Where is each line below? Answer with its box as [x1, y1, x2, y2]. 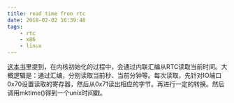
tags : [7, 23, 23, 30]
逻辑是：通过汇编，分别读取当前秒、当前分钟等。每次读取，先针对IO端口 [13, 71, 222, 79]
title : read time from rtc [7, 10, 86, 17]
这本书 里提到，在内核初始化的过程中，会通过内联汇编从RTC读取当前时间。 [7, 63, 221, 70]
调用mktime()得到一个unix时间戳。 [7, 88, 107, 97]
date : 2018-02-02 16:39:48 [7, 17, 86, 24]
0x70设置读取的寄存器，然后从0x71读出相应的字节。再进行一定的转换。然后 [7, 80, 225, 88]
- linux [20, 42, 42, 49]
